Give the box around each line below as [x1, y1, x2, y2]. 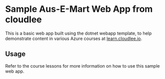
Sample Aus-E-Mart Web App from [5, 3, 153, 15]
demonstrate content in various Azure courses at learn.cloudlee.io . [5, 36, 142, 41]
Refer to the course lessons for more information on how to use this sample [5, 63, 160, 69]
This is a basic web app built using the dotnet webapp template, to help [5, 30, 152, 36]
